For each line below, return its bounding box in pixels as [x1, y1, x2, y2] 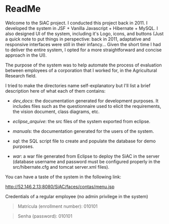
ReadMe [5, 3, 41, 15]
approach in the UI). [5, 52, 47, 58]
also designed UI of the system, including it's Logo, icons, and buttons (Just [5, 30, 164, 36]
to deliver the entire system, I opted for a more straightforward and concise [5, 47, 162, 53]
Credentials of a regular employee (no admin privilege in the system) [5, 193, 148, 199]
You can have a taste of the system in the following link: [5, 173, 121, 180]
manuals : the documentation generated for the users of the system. [12, 128, 154, 134]
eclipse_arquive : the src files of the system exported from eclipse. [12, 118, 151, 124]
